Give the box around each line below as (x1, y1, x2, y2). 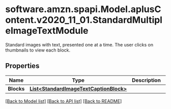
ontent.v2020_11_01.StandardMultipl (5, 14, 163, 26)
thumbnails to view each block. (5, 47, 70, 53)
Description (131, 77, 161, 84)
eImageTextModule (5, 25, 89, 36)
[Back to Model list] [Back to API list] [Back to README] (5, 98, 122, 104)
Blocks (8, 85, 25, 92)
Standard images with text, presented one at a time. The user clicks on (5, 41, 154, 47)
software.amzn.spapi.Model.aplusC (5, 4, 161, 15)
